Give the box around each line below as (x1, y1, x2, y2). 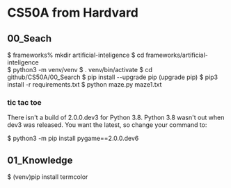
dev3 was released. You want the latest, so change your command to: (7, 121, 207, 129)
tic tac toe (7, 97, 42, 107)
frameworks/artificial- (145, 51, 209, 59)
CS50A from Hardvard (7, 5, 139, 21)
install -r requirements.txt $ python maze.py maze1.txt (7, 80, 162, 88)
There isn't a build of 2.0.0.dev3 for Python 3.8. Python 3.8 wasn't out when (7, 113, 225, 122)
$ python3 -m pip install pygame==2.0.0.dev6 (7, 134, 139, 143)
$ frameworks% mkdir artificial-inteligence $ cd (7, 51, 145, 59)
